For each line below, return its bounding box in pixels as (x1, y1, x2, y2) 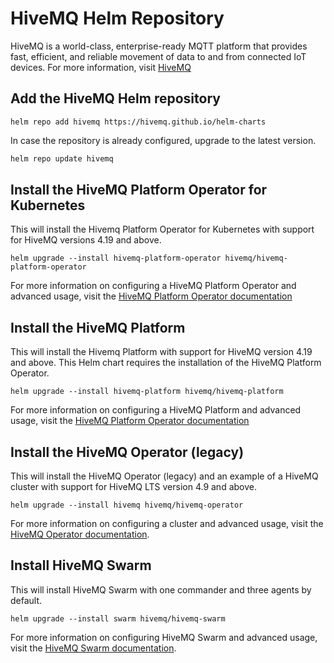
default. (10, 594, 43, 606)
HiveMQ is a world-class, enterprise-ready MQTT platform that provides (10, 40, 308, 52)
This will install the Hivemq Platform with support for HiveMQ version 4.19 (10, 346, 313, 358)
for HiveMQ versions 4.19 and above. (10, 234, 162, 246)
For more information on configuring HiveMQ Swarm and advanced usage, (10, 631, 318, 643)
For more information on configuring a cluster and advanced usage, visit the (10, 518, 324, 530)
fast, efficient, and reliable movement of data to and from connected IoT (10, 50, 307, 62)
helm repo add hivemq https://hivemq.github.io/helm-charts (10, 117, 267, 127)
